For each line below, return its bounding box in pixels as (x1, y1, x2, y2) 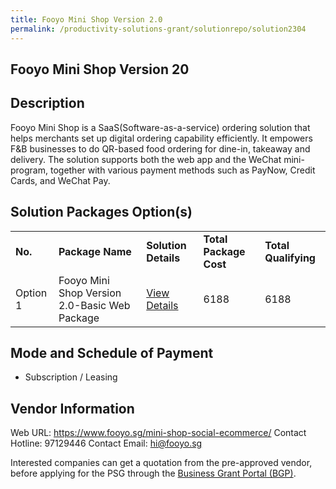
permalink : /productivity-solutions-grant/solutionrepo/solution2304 (10, 24, 307, 34)
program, (10, 164, 49, 176)
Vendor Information (10, 400, 135, 417)
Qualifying (264, 251, 316, 265)
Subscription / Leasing (24, 371, 118, 383)
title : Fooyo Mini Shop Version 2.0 (10, 14, 163, 25)
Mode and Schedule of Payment (10, 344, 214, 361)
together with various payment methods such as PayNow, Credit (49, 164, 316, 176)
